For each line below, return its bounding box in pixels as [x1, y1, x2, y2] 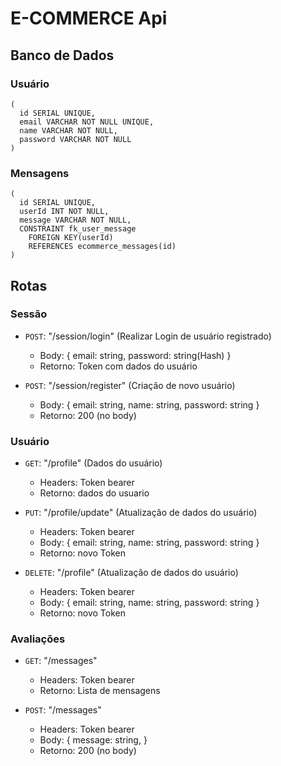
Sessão [10, 307, 48, 321]
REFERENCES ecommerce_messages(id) [28, 242, 177, 252]
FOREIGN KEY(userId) [28, 233, 114, 243]
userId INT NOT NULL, [19, 207, 110, 217]
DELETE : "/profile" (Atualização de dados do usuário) [24, 567, 239, 579]
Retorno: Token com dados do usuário [39, 360, 198, 372]
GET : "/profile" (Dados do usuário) [24, 457, 163, 469]
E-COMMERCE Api [10, 7, 168, 30]
